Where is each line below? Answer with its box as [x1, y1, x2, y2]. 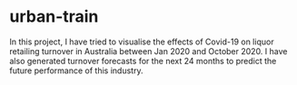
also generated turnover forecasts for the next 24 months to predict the [9, 55, 277, 66]
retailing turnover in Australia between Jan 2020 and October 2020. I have [9, 45, 288, 56]
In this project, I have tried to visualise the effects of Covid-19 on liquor [9, 36, 274, 47]
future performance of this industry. [9, 65, 144, 76]
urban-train [9, 6, 99, 27]
